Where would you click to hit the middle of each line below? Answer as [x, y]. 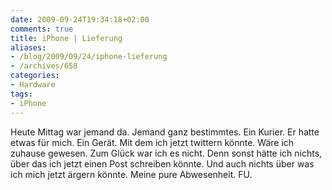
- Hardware [33, 85]
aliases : [28, 47]
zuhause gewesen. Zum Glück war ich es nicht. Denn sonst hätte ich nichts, [166, 153]
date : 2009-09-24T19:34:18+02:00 [80, 19]
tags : [21, 94]
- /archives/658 [44, 66]
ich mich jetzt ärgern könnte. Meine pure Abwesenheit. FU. [131, 174]
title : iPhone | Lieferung [66, 38]
